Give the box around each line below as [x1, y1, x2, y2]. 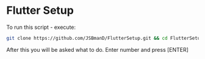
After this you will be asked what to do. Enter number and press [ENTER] [6, 46, 189, 53]
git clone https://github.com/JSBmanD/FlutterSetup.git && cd [6, 35, 168, 41]
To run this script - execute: [6, 23, 76, 31]
